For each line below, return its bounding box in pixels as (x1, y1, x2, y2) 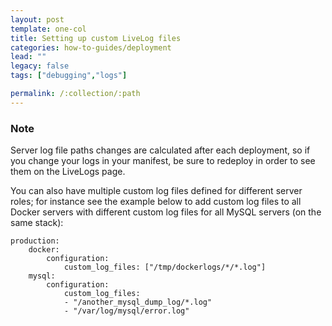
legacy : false (10, 61, 70, 71)
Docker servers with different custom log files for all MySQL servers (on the (10, 206, 322, 218)
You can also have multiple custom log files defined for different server (10, 185, 303, 197)
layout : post (10, 14, 65, 25)
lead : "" (10, 52, 47, 62)
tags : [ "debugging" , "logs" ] (10, 71, 128, 81)
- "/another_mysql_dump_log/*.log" (63, 297, 213, 308)
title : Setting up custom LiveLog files (10, 33, 182, 43)
